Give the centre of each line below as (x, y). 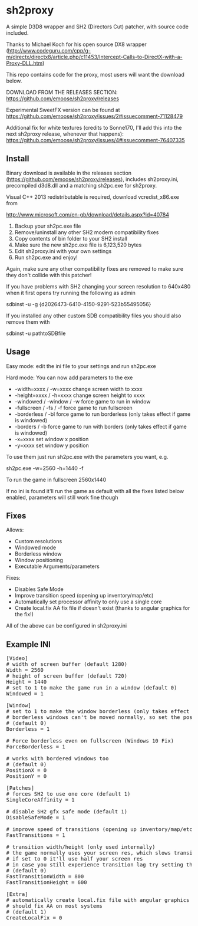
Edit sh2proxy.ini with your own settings (63, 251)
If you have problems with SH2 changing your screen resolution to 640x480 (98, 286)
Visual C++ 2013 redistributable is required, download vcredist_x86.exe (93, 197)
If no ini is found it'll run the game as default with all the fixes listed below (95, 491)
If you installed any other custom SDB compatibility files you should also (94, 316)
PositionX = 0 (27, 771)
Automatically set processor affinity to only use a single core (88, 602)
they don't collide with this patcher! (49, 275)
